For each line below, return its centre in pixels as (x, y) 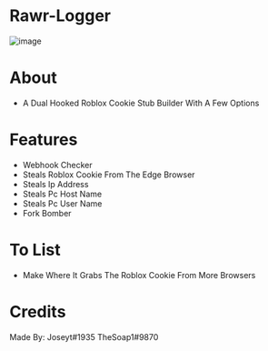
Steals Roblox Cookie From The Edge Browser (109, 175)
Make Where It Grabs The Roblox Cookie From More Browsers (139, 275)
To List (35, 250)
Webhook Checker (57, 165)
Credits (38, 311)
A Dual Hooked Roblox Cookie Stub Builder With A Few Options (141, 103)
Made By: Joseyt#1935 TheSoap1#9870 (84, 336)
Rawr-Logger (60, 16)
